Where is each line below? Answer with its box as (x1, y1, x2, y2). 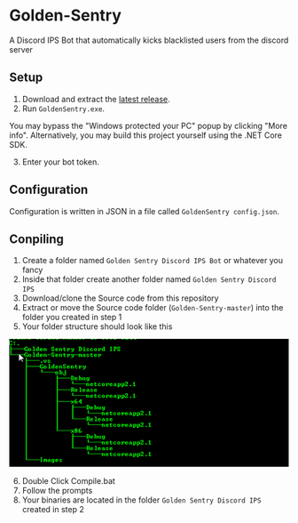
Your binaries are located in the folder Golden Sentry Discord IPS (21, 495, 262, 505)
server (9, 44, 34, 54)
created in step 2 (21, 504, 84, 515)
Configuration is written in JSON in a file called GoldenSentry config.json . (9, 205, 279, 216)
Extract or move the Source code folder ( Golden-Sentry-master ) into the (21, 302, 284, 313)
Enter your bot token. (21, 157, 99, 167)
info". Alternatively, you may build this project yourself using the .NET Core (9, 130, 282, 141)
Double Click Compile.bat (21, 476, 115, 487)
